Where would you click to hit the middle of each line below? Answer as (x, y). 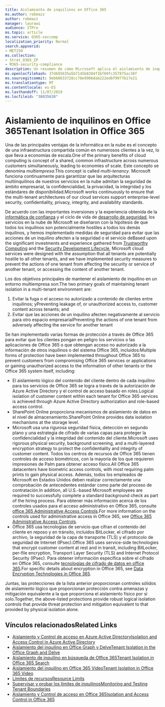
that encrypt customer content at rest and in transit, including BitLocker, (85, 548)
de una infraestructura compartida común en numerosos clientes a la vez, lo (82, 150)
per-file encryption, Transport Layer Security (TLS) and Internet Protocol (85, 553)
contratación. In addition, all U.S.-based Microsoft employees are (77, 490)
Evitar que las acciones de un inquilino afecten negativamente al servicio (86, 315)
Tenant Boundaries (31, 689)
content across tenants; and (41, 309)
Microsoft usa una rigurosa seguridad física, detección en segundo (80, 428)
